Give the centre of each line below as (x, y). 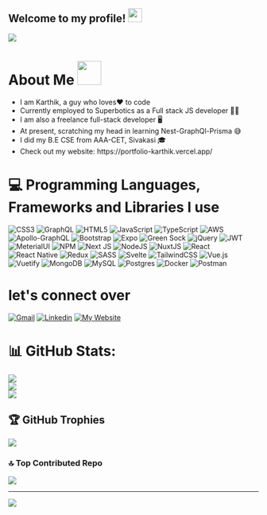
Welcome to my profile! (67, 19)
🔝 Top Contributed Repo (56, 463)
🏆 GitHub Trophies (57, 420)
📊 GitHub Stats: (62, 351)
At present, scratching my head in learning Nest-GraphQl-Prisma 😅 (130, 131)
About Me (41, 80)
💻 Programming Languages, (104, 185)
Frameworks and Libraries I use (114, 207)
